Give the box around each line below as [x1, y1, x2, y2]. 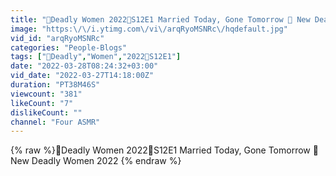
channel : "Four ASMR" [10, 117, 101, 127]
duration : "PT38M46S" [10, 80, 101, 90]
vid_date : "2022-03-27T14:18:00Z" [10, 71, 155, 81]
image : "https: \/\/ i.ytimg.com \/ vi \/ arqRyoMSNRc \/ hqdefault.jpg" [10, 24, 288, 34]
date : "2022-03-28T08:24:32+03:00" [10, 61, 159, 71]
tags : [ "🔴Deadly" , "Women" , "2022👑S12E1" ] [10, 52, 182, 62]
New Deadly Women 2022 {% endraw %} [10, 155, 182, 167]
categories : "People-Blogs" [10, 42, 128, 53]
